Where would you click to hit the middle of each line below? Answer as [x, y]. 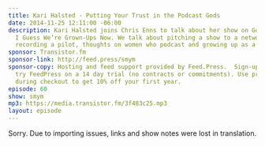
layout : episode [35, 111]
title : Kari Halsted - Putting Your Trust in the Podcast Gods [114, 15]
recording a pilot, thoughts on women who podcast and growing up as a [136, 45]
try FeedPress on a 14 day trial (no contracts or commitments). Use [132, 74]
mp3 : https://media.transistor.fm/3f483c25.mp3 [88, 103]
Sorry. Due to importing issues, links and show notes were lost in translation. [132, 133]
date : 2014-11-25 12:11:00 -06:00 [65, 23]
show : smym [26, 96]
